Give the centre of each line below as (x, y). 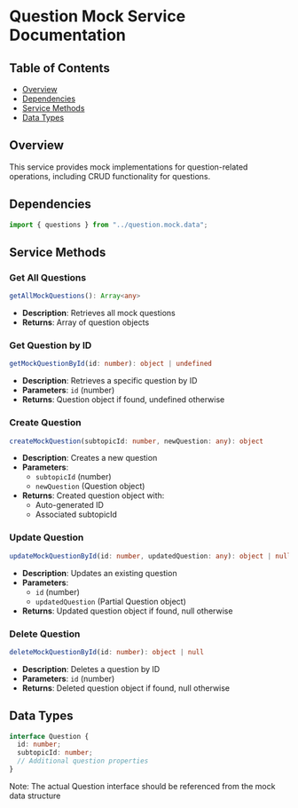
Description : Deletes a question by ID (91, 669)
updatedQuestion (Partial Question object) (110, 601)
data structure (35, 796)
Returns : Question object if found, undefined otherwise (123, 400)
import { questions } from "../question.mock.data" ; (109, 225)
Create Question (45, 423)
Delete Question (45, 634)
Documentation (68, 35)
